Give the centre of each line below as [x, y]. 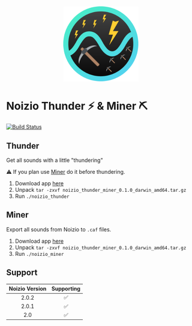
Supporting [66, 289]
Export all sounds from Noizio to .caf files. [59, 229]
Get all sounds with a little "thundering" [55, 160]
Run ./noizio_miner [39, 253]
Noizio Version [28, 289]
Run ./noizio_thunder [42, 196]
